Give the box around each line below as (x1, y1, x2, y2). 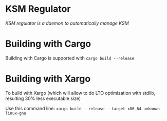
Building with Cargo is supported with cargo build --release (5, 55, 135, 61)
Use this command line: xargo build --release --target (5, 105, 125, 111)
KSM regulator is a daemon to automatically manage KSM (5, 20, 129, 26)
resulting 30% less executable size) (5, 95, 81, 102)
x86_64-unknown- (127, 106, 162, 111)
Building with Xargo (5, 73, 91, 85)
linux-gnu (5, 111, 27, 116)
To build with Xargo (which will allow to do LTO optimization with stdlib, (5, 90, 156, 96)
